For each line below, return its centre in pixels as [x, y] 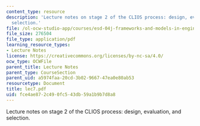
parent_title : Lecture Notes [42, 67]
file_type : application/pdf [41, 39]
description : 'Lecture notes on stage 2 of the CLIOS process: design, [97, 17]
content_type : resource [36, 12]
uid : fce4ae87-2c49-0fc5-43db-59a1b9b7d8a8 [61, 94]
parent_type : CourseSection [41, 73]
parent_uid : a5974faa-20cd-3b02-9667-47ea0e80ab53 [70, 78]
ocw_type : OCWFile [29, 61]
